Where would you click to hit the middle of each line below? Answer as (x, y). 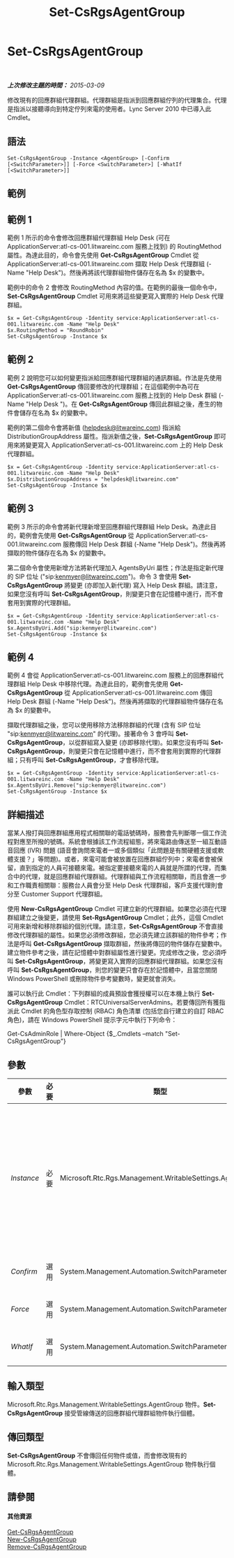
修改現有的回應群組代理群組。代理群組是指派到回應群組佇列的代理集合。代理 (117, 100)
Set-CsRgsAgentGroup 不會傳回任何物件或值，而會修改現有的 (97, 1455)
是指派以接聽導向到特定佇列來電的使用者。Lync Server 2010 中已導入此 (109, 108)
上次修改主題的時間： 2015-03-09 (56, 85)
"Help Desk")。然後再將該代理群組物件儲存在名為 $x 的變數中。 (117, 272)
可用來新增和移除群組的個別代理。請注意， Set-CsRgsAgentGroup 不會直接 (115, 926)
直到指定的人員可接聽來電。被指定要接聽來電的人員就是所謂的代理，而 (120, 868)
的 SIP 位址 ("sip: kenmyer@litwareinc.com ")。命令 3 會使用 (92, 576)
